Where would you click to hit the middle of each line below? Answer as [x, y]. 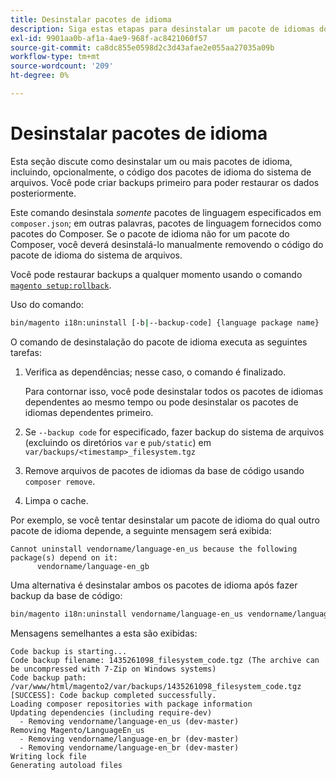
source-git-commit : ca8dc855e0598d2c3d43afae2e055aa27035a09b [142, 47]
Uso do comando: [47, 304]
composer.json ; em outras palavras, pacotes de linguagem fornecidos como [166, 223]
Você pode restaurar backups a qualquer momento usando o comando [156, 274]
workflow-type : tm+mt [55, 57]
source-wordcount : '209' [62, 66]
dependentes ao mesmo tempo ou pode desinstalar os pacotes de [161, 402]
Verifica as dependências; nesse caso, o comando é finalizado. [155, 372]
